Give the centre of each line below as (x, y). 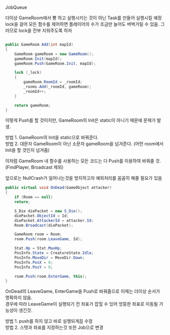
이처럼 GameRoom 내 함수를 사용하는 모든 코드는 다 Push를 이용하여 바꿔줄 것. (83, 161)
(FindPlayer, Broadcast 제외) (34, 167)
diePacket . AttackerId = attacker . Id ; (54, 220)
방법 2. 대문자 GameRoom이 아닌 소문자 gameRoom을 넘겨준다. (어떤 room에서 (84, 144)
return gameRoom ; (33, 105)
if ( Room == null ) (34, 197)
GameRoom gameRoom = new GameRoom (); (54, 54)
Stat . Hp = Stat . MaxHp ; (38, 248)
